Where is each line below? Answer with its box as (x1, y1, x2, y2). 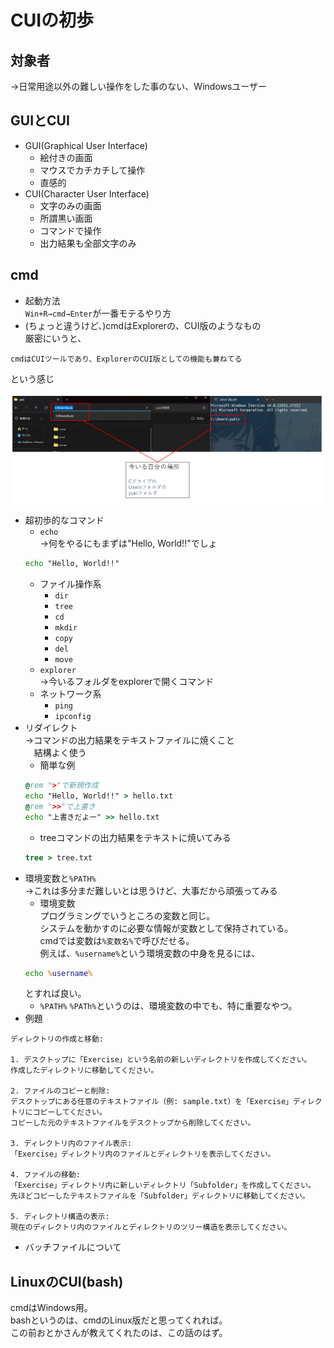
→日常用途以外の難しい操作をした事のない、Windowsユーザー (10, 81, 268, 92)
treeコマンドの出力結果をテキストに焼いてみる (39, 831, 232, 843)
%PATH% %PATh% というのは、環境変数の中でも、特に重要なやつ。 (39, 1000, 298, 1012)
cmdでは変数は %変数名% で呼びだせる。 (39, 934, 195, 946)
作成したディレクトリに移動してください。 (10, 1066, 159, 1076)
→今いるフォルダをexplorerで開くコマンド (39, 676, 215, 688)
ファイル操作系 (39, 578, 102, 590)
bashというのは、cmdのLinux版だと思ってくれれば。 (10, 1314, 228, 1326)
